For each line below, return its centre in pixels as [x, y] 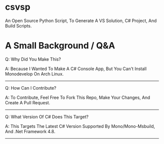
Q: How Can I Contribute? [31, 88]
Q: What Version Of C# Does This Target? [47, 117]
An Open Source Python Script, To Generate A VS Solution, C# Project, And [81, 21]
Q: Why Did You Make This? [33, 59]
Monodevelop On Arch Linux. [34, 74]
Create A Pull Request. [28, 102]
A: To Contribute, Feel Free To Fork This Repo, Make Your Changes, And [78, 97]
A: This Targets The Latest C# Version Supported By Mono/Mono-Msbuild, [80, 126]
